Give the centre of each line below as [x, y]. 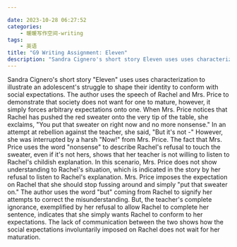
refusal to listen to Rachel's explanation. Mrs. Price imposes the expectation [117, 176]
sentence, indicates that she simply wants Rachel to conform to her [105, 214]
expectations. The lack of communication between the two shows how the [115, 222]
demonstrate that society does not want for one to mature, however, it [109, 102]
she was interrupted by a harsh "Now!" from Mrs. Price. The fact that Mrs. [115, 139]
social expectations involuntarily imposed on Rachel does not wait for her [114, 229]
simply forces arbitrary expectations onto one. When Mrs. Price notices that [117, 109]
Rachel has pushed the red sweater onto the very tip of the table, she [108, 116]
